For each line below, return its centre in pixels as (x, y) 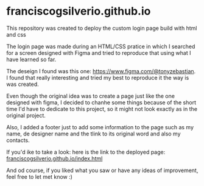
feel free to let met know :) (40, 177)
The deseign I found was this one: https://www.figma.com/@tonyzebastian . (101, 71)
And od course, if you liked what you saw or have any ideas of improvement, (102, 170)
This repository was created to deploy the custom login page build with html (102, 28)
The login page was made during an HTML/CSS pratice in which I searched (101, 46)
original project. (26, 115)
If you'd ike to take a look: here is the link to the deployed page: (86, 152)
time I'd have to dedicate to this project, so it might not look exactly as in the (102, 109)
